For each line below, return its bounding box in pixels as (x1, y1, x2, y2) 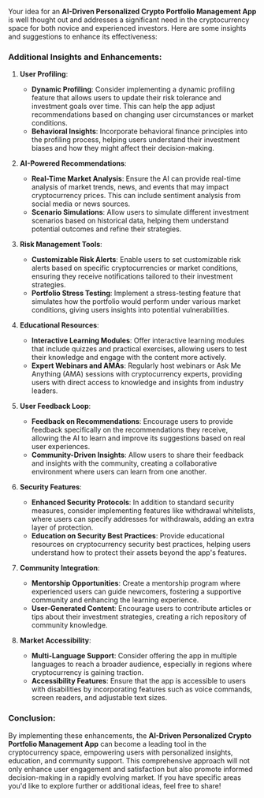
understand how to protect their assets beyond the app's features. (31, 548, 247, 557)
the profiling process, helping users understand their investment (31, 135, 240, 144)
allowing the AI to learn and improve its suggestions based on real (31, 433, 246, 443)
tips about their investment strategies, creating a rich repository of (31, 612, 247, 622)
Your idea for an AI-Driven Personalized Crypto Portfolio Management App (8, 7, 257, 16)
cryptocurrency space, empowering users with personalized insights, (8, 747, 233, 757)
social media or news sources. (31, 199, 131, 208)
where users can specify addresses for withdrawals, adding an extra (31, 515, 255, 524)
